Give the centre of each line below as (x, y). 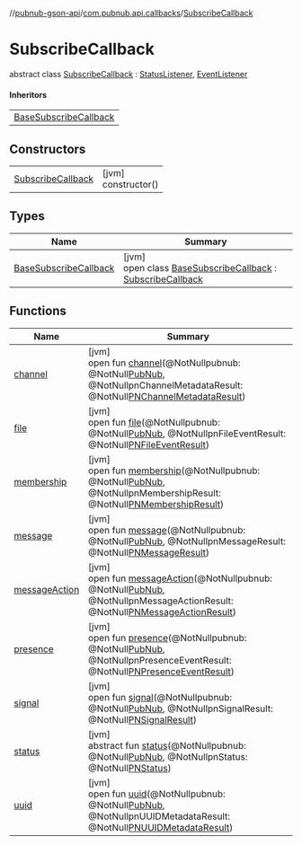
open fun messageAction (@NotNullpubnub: (180, 578)
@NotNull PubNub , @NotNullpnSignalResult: (181, 709)
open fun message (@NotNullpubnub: (167, 530)
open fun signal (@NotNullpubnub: (160, 697)
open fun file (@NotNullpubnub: (154, 422)
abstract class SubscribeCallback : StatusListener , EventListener (129, 74)
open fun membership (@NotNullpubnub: (174, 471)
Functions (38, 311)
